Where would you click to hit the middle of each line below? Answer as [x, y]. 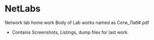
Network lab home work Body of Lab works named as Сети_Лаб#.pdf [77, 22]
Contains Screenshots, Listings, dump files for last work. [70, 32]
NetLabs [23, 9]
